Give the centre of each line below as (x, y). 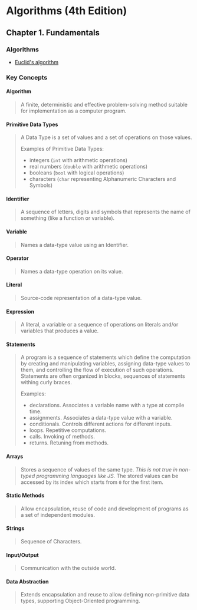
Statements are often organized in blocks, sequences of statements (103, 376)
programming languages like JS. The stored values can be (107, 476)
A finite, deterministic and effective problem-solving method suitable (104, 105)
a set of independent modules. (58, 515)
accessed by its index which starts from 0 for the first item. (92, 482)
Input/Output (23, 555)
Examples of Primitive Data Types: (62, 149)
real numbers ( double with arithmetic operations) (88, 167)
